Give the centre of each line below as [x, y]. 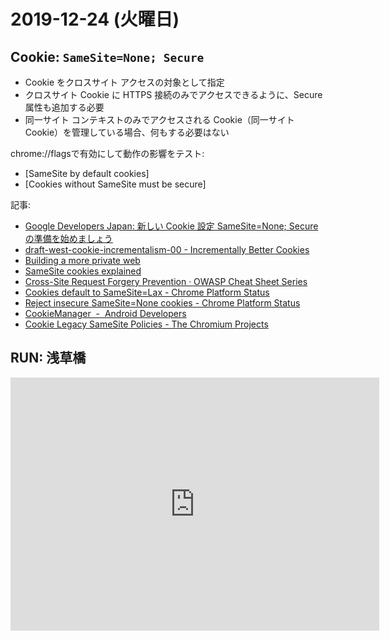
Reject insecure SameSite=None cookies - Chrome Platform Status [162, 303]
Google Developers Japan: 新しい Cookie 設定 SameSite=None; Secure [171, 226]
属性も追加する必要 [64, 107]
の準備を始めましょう [68, 238]
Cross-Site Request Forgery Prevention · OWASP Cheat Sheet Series [166, 281]
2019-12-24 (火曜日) [95, 19]
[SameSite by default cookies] [87, 173]
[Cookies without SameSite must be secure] [115, 184]
